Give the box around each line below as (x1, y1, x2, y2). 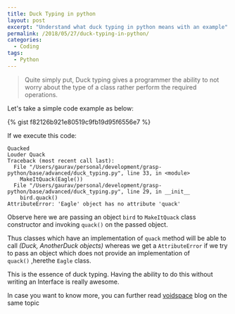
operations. (24, 90, 58, 99)
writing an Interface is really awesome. (7, 277, 120, 286)
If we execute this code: (7, 131, 77, 139)
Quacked (7, 145, 30, 152)
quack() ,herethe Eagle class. (7, 256, 91, 265)
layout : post (7, 17, 46, 24)
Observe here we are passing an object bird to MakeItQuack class (7, 213, 196, 221)
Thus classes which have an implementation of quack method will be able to (7, 234, 227, 242)
